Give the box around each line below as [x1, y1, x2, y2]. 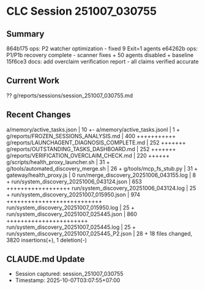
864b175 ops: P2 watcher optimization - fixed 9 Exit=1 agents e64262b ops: [6, 45, 198, 52]
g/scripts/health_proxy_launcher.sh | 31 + [6, 158, 110, 166]
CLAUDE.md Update [6, 254, 85, 264]
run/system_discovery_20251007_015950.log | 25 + [6, 204, 135, 211]
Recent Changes [6, 110, 72, 120]
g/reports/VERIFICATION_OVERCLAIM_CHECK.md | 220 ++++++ [6, 152, 170, 159]
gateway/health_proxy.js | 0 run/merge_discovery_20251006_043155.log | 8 [6, 171, 196, 179]
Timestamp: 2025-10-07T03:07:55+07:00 [15, 277, 121, 284]
